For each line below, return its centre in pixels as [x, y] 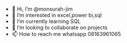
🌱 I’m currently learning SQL [46, 21]
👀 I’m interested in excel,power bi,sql [57, 15]
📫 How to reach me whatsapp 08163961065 [66, 34]
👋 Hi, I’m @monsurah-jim [42, 9]
